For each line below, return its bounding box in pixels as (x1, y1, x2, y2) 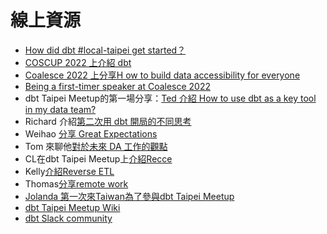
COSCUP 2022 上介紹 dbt (24, 56, 132, 68)
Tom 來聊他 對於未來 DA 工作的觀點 (24, 140, 168, 152)
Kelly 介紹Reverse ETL (24, 165, 115, 177)
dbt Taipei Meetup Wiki (24, 201, 121, 213)
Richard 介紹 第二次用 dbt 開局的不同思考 (24, 115, 192, 127)
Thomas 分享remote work (24, 177, 129, 190)
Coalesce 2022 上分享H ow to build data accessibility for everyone (24, 69, 301, 81)
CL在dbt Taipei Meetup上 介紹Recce (24, 152, 173, 165)
